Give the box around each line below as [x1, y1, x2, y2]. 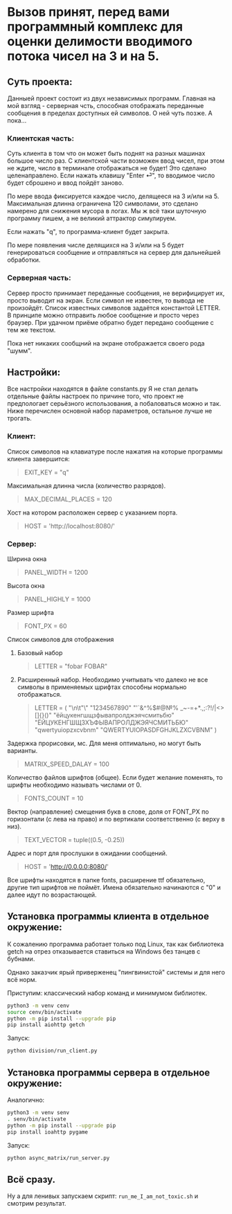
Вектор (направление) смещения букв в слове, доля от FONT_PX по [7, 807, 209, 816]
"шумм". [7, 346, 33, 355]
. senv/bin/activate [7, 1116, 67, 1123]
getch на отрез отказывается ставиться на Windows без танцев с [7, 947, 201, 956]
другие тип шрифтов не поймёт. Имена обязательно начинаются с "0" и [7, 884, 221, 891]
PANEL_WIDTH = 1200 [24, 569, 89, 576]
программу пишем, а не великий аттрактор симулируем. [7, 214, 177, 222]
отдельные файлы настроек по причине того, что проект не [7, 392, 184, 400]
